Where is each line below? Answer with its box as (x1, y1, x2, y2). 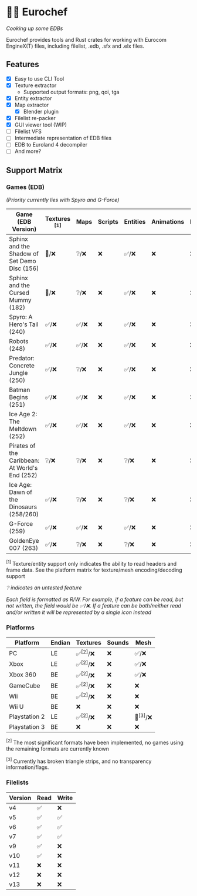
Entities (124, 218, 146, 226)
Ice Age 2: (9, 410, 38, 419)
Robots (9, 337, 29, 346)
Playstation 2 (9, 712, 45, 721)
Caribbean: (9, 456, 40, 464)
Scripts (97, 218, 118, 226)
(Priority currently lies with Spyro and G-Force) (6, 197, 120, 204)
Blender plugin (23, 108, 59, 115)
